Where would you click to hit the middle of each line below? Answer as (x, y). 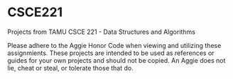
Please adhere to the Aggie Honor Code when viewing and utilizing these (114, 45)
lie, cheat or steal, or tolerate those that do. (70, 68)
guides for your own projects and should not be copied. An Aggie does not (116, 60)
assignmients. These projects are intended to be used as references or (111, 53)
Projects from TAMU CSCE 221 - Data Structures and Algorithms (101, 32)
